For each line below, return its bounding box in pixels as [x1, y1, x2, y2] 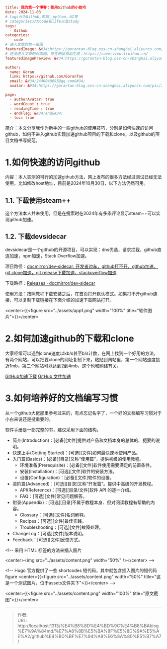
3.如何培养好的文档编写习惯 [5, 393, 118, 404]
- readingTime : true [9, 106, 55, 111]
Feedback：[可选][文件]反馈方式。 [12, 537, 83, 543]
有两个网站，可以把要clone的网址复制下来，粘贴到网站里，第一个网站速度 [5, 356, 156, 362]
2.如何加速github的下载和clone [5, 333, 134, 344]
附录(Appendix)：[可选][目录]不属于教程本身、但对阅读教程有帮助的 [12, 499, 151, 505]
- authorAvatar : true [9, 97, 55, 102]
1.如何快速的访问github [5, 157, 100, 168]
